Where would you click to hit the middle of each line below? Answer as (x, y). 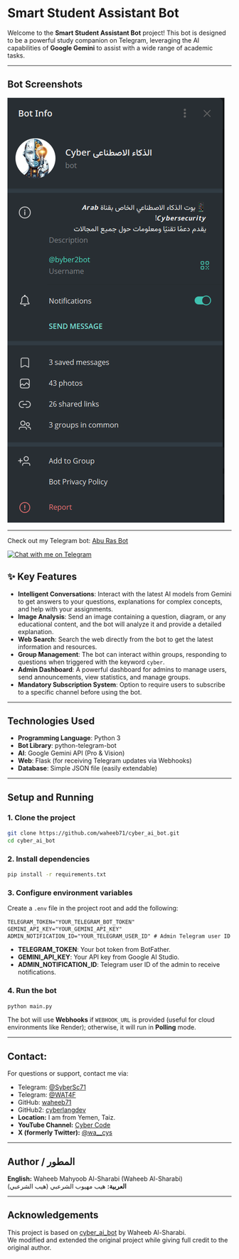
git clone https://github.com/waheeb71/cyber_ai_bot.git (94, 833)
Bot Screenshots (45, 84)
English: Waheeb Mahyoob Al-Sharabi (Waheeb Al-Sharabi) (95, 1179)
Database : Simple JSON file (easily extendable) (87, 768)
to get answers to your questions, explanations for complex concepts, (120, 601)
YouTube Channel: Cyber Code (64, 1125)
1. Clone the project (42, 818)
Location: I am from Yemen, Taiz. (67, 1118)
